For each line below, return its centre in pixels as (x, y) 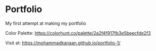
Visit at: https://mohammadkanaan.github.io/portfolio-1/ (63, 43)
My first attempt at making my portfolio (46, 23)
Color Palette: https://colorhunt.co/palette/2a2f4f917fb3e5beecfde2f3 (78, 33)
